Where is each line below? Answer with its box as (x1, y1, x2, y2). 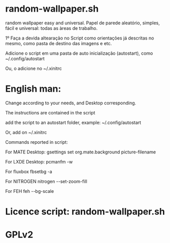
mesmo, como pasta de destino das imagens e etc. (5, 40, 112, 46)
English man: (5, 83, 61, 95)
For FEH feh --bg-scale (5, 188, 54, 194)
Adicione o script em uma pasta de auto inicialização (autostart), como (5, 50, 153, 56)
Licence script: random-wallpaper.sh (5, 206, 165, 218)
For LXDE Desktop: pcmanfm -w (5, 158, 73, 165)
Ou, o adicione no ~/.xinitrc (5, 65, 62, 71)
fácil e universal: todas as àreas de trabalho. (5, 25, 98, 31)
